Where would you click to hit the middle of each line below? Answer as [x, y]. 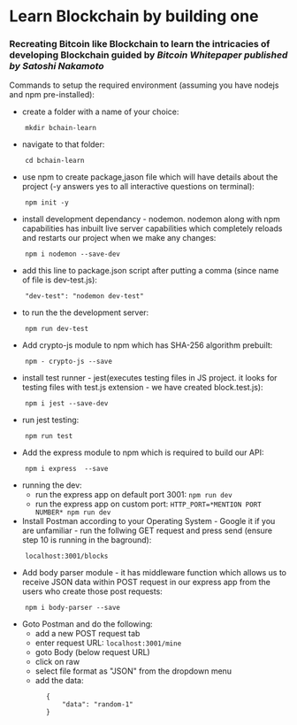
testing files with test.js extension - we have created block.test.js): [142, 388]
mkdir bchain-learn [61, 128]
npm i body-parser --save [73, 608]
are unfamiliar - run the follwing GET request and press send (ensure [147, 531]
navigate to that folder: [63, 144]
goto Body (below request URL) [92, 652]
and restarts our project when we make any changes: [119, 238]
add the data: [59, 681]
